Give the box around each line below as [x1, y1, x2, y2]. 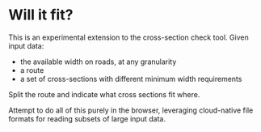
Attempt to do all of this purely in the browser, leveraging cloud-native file [8, 105, 254, 115]
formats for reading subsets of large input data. [8, 113, 166, 123]
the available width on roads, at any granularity [19, 57, 177, 66]
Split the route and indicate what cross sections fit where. [8, 89, 200, 99]
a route [19, 65, 44, 75]
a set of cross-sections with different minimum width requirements [19, 74, 242, 83]
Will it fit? [8, 6, 74, 24]
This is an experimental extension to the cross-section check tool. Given [8, 32, 249, 42]
